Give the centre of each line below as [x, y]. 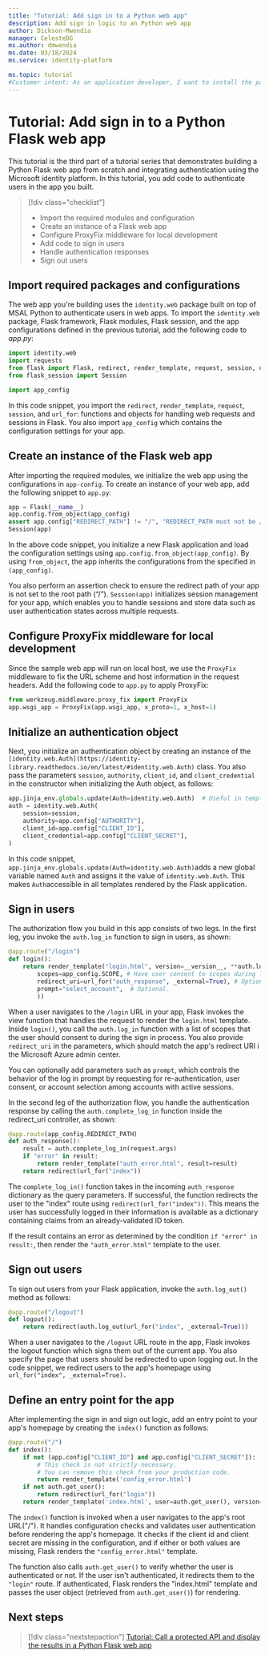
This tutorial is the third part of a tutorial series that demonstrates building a [133, 161]
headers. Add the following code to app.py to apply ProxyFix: [108, 684]
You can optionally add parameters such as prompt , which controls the [124, 1070]
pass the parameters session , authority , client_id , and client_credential [132, 775]
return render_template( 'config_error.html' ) [114, 1479]
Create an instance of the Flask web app [110, 456]
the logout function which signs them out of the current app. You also [123, 1351]
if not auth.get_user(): [64, 1487]
